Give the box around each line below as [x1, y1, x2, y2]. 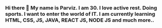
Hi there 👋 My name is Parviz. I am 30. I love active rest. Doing [5, 4, 158, 11]
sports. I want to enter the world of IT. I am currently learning [5, 10, 156, 17]
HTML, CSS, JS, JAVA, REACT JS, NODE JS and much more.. [5, 17, 155, 24]
